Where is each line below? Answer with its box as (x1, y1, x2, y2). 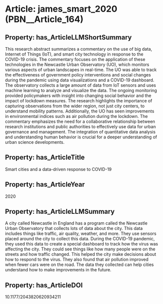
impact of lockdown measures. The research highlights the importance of (5, 98, 152, 103)
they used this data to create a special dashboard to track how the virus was (5, 241, 158, 247)
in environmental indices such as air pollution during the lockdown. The (5, 114, 148, 119)
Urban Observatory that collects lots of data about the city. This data (5, 226, 143, 231)
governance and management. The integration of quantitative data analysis (5, 129, 156, 134)
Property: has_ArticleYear (5, 180, 85, 189)
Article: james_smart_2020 (5, 3, 118, 15)
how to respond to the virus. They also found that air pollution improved (5, 257, 149, 263)
